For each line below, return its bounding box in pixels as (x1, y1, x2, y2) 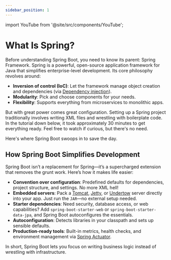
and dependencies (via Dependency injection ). (12, 88, 112, 94)
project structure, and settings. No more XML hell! (12, 185, 119, 191)
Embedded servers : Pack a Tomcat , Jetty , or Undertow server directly (12, 190, 163, 196)
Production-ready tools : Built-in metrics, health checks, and (12, 228, 141, 234)
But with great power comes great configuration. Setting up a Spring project (5, 109, 166, 115)
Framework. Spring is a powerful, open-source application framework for (5, 62, 160, 68)
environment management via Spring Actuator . (12, 234, 112, 240)
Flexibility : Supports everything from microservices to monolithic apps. (12, 99, 164, 105)
